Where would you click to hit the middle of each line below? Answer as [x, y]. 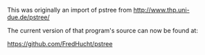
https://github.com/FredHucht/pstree [60, 44]
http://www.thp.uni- [161, 10]
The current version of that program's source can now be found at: [103, 31]
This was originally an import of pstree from [70, 10]
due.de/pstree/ [28, 17]
